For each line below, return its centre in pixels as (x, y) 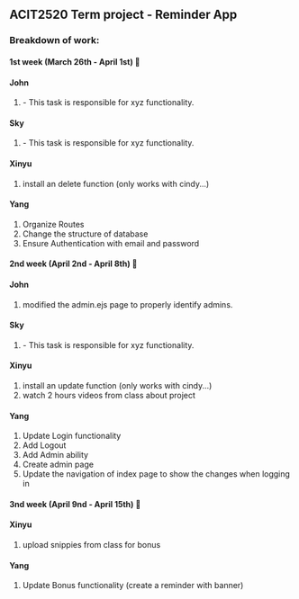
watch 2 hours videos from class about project (109, 395)
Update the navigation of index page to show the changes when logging (156, 474)
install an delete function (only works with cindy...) (116, 183)
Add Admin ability (55, 455)
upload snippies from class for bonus (91, 544)
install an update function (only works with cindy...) (117, 385)
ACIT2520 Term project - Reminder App (123, 15)
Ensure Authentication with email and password (111, 243)
